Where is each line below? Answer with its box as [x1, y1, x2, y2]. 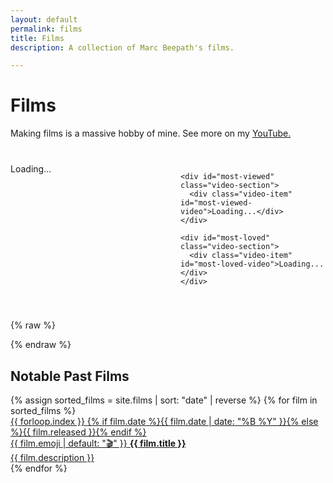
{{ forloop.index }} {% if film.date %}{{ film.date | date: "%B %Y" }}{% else [10, 416, 319, 427]
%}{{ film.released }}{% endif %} [10, 426, 147, 438]
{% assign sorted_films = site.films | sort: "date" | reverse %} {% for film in [10, 394, 318, 406]
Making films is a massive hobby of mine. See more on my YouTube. [10, 127, 292, 140]
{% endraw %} [10, 339, 72, 351]
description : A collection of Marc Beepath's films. [10, 42, 235, 53]
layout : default [10, 14, 78, 25]
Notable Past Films [10, 367, 130, 385]
